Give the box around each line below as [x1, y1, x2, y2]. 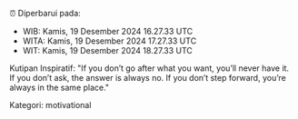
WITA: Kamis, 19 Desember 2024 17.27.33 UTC [22, 35, 197, 46]
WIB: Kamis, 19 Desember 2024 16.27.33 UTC [22, 26, 194, 36]
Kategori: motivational [9, 100, 92, 110]
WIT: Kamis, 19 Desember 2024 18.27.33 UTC [22, 45, 194, 55]
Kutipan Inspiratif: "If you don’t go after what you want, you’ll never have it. [9, 63, 289, 74]
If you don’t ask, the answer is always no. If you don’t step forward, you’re [9, 73, 286, 83]
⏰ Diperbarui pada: [9, 8, 82, 18]
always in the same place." [9, 82, 110, 93]
